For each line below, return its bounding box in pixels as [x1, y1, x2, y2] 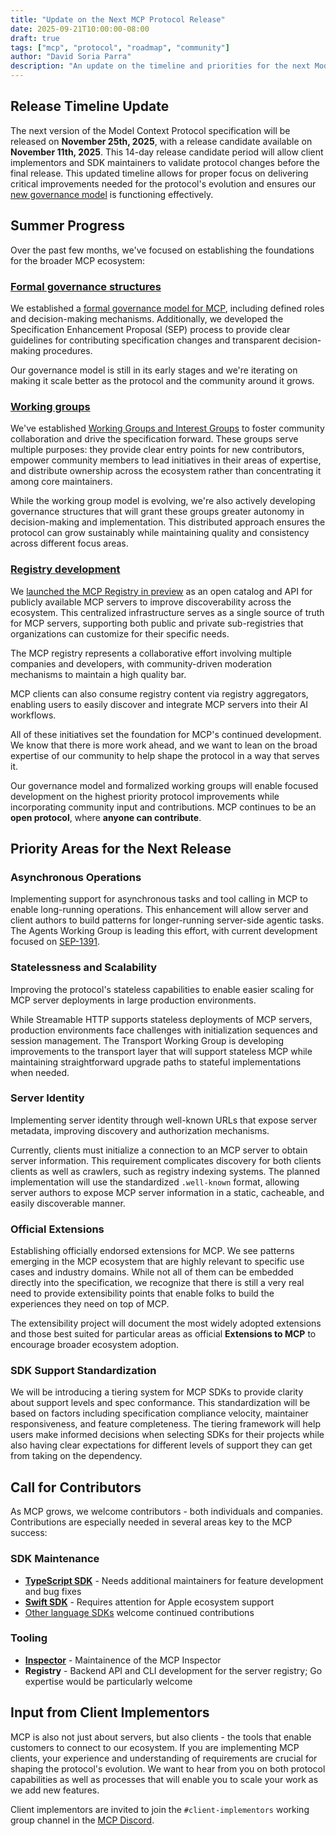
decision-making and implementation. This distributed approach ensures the [10, 516, 326, 528]
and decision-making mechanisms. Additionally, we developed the [10, 312, 284, 325]
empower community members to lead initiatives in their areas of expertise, [10, 454, 322, 466]
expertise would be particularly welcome [24, 1675, 193, 1687]
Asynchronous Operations [10, 870, 142, 884]
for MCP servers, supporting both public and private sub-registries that [10, 617, 304, 629]
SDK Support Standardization [10, 1364, 157, 1378]
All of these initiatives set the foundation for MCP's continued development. [10, 728, 322, 740]
